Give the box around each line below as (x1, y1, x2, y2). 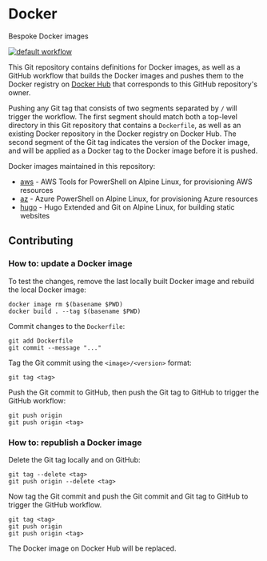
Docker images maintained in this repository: (8, 161, 156, 170)
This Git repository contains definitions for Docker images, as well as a (8, 62, 241, 72)
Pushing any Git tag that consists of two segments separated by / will (8, 103, 237, 113)
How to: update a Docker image (8, 258, 133, 269)
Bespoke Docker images (8, 31, 90, 41)
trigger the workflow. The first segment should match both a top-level (8, 111, 238, 121)
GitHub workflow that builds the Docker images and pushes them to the (8, 70, 244, 80)
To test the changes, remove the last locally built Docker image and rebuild (8, 276, 254, 286)
